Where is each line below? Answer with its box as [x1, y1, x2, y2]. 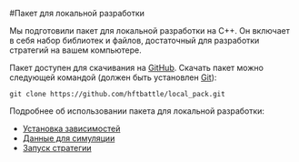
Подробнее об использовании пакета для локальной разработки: [9, 106, 265, 116]
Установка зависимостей [22, 123, 121, 134]
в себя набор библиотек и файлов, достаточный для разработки [9, 35, 260, 46]
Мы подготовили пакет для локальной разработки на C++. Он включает [9, 25, 291, 35]
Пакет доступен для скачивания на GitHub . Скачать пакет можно [9, 63, 264, 73]
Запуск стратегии [22, 143, 93, 153]
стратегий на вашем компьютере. [9, 45, 143, 56]
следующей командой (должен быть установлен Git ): [9, 72, 217, 83]
